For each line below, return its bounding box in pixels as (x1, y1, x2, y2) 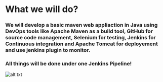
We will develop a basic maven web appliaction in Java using (5, 22, 158, 29)
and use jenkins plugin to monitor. (5, 47, 91, 54)
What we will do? (5, 4, 78, 15)
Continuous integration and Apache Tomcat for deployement (5, 40, 158, 47)
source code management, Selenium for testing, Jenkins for (5, 34, 156, 41)
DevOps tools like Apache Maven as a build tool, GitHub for (5, 28, 153, 35)
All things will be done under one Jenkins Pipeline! (5, 60, 132, 67)
